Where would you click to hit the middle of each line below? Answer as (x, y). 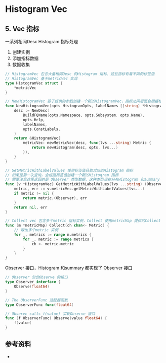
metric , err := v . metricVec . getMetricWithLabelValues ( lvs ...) (79, 189)
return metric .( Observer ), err (55, 198)
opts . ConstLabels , (42, 129)
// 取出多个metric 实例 (36, 230)
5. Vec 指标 (22, 29)
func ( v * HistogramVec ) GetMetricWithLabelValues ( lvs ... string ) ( (76, 184)
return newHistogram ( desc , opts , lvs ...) (75, 147)
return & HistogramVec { (37, 138)
